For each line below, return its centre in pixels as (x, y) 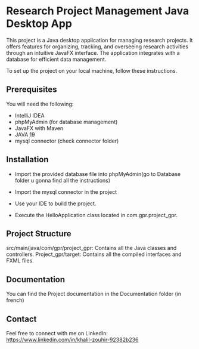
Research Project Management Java (98, 11)
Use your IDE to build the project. (55, 203)
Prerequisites (32, 90)
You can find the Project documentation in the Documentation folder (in (94, 294)
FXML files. (20, 261)
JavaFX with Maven (39, 128)
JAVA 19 (25, 134)
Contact (21, 319)
